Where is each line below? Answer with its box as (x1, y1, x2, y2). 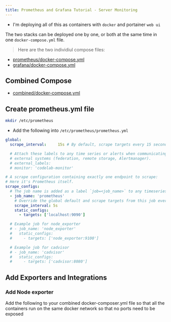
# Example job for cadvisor (10, 245, 70, 250)
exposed (5, 311, 24, 317)
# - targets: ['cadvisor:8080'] (10, 259, 88, 265)
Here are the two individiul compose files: (17, 46, 105, 52)
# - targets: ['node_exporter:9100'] (10, 236, 99, 241)
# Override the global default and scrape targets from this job (14, 198, 156, 203)
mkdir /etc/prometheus (5, 118, 53, 124)
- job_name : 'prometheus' (10, 193, 65, 198)
